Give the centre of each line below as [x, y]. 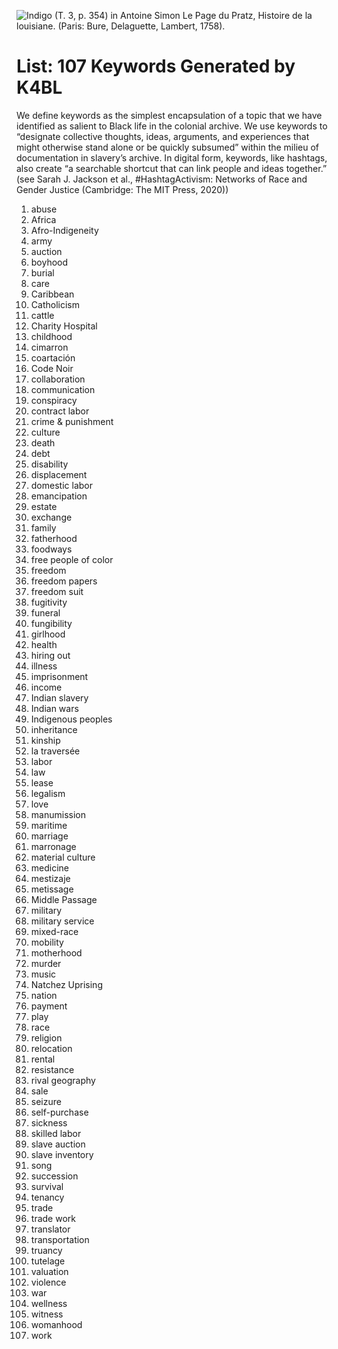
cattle [42, 315]
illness [44, 666]
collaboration [58, 379]
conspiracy [54, 400]
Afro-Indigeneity [64, 230]
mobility [47, 942]
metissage [52, 889]
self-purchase [59, 1112]
